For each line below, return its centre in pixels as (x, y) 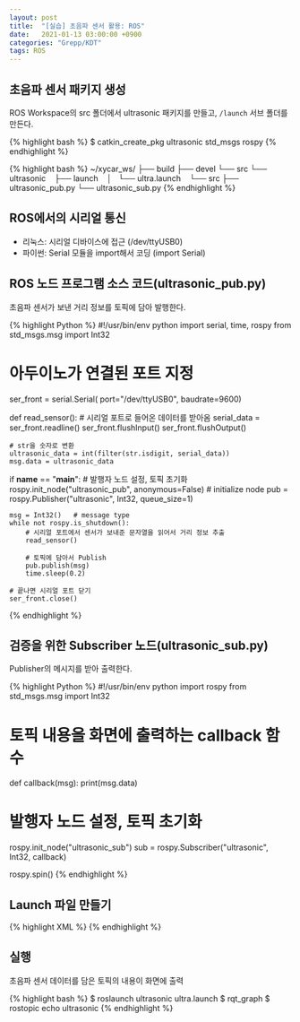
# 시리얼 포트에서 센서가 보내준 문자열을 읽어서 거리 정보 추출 (125, 533)
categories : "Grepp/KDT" (56, 43)
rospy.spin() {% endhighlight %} (69, 874)
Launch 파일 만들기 (60, 905)
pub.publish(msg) (58, 566)
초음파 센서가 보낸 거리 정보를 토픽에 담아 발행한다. (98, 307)
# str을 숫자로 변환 (42, 446)
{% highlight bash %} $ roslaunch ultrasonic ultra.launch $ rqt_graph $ (140, 998)
